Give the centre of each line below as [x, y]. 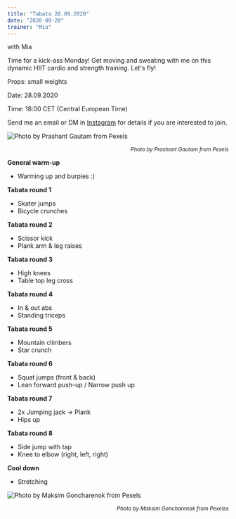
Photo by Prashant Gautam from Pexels [179, 150]
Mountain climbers [44, 343]
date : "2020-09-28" [36, 20]
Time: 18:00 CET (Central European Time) [68, 109]
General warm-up [34, 163]
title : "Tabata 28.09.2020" [48, 14]
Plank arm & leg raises [50, 246]
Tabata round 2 [30, 225]
